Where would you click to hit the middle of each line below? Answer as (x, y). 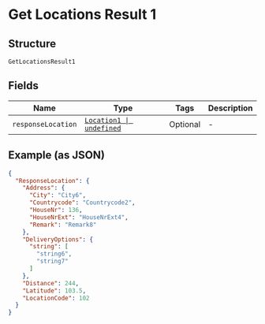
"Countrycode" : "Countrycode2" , (82, 203)
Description (230, 108)
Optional (185, 124)
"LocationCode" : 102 (56, 298)
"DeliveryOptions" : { (58, 239)
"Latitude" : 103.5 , (54, 290)
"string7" (52, 262)
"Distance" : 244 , (51, 283)
